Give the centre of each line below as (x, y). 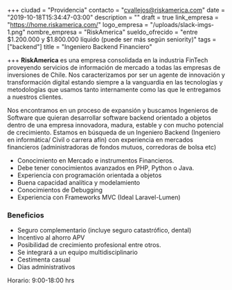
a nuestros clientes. (35, 97)
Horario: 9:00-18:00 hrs (41, 280)
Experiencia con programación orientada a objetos (89, 175)
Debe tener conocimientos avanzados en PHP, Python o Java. (106, 168)
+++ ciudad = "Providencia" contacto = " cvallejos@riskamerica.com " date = (116, 10)
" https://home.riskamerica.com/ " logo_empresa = (78, 25)
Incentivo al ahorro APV (51, 237)
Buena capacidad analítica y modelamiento (79, 182)
